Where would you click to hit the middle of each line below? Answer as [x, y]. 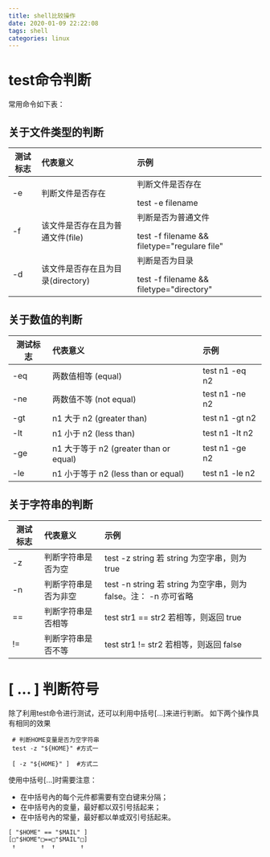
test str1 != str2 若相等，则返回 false [173, 644]
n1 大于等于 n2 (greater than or [111, 449]
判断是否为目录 [166, 260]
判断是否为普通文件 [174, 217]
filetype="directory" [175, 289]
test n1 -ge [224, 448]
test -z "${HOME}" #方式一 [55, 748]
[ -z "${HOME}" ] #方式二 [55, 764]
